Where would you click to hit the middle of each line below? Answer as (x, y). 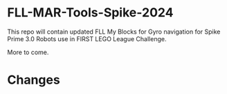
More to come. (28, 52)
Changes (34, 80)
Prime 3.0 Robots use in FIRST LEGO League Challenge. (87, 38)
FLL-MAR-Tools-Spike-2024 (90, 13)
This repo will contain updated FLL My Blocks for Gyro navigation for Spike (114, 32)
